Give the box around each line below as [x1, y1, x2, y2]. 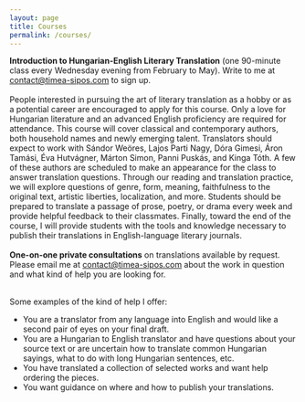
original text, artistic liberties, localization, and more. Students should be [9, 191, 281, 202]
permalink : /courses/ [9, 30, 92, 39]
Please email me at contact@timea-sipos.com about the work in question [9, 259, 285, 270]
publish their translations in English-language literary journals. [9, 230, 243, 241]
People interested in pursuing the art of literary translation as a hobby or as [9, 94, 292, 105]
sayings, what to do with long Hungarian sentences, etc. [22, 353, 235, 364]
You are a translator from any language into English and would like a [22, 314, 279, 325]
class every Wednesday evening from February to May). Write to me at [9, 65, 276, 76]
